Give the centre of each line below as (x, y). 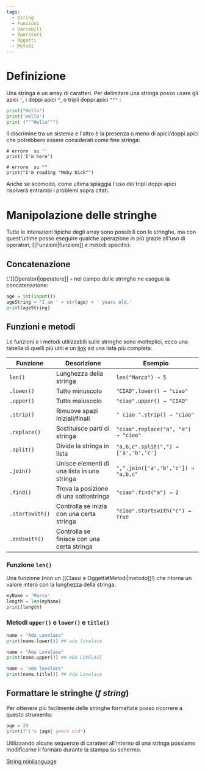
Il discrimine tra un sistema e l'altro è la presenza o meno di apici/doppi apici (103, 134)
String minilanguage (31, 761)
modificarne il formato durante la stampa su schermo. (74, 749)
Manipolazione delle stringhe (82, 215)
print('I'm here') (30, 157)
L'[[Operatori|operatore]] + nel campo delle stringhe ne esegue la (88, 279)
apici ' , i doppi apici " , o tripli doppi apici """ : (64, 99)
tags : (13, 12)
